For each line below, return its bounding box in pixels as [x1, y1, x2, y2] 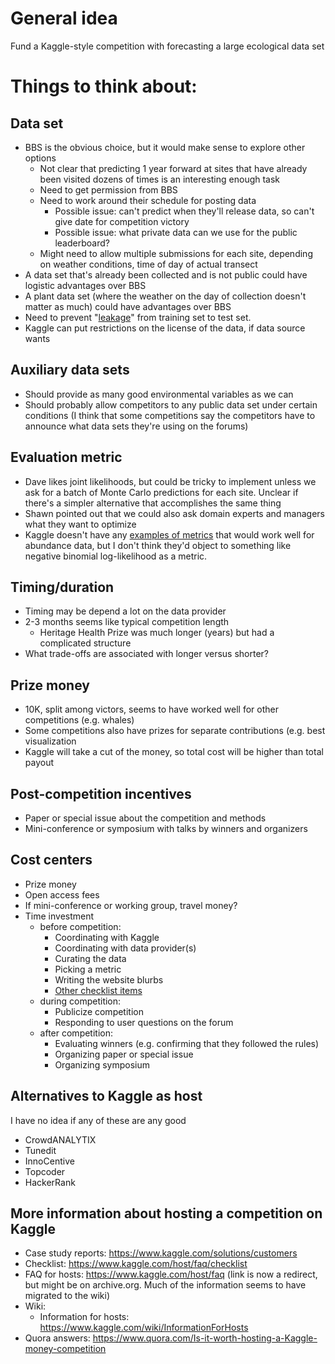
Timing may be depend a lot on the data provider [24, 605, 227, 617]
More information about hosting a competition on [10, 1205, 323, 1222]
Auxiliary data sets [10, 362, 130, 379]
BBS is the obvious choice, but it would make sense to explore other [24, 141, 306, 153]
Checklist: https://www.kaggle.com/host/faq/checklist [24, 1258, 248, 1270]
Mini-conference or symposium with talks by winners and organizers [24, 823, 308, 834]
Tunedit [24, 1144, 57, 1156]
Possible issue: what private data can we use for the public [54, 226, 298, 238]
